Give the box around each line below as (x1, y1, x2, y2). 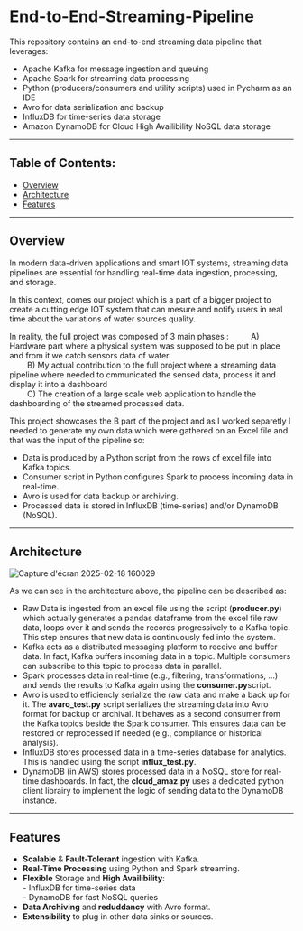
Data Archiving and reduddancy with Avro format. (22, 901, 211, 913)
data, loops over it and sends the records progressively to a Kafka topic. (22, 622, 290, 633)
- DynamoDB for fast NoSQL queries (22, 892, 159, 903)
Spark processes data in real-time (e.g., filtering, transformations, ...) (22, 670, 279, 681)
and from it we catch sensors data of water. (9, 349, 171, 360)
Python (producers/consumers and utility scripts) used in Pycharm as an (22, 82, 293, 93)
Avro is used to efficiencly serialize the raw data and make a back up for (22, 689, 291, 701)
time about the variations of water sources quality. (9, 313, 197, 324)
